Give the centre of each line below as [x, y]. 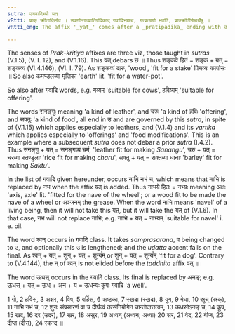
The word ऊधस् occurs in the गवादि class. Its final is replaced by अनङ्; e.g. [111, 277]
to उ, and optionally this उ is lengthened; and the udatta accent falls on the [115, 248]
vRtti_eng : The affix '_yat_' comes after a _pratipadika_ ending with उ [117, 27]
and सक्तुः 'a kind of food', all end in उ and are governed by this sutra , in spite [117, 119]
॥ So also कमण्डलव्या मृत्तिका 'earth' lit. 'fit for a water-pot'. [85, 76]
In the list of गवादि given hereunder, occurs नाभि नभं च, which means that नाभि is [116, 179]
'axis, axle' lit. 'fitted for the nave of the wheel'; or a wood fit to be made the [117, 195]
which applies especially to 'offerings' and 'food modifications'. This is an [113, 135]
